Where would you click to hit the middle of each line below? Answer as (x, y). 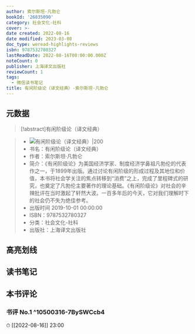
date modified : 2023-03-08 (39, 39)
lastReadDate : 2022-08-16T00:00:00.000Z (56, 55)
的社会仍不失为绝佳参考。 (60, 200)
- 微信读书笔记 (27, 83)
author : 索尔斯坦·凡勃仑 (33, 11)
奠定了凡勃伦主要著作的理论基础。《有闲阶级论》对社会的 (113, 186)
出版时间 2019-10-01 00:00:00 (66, 207)
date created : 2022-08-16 (38, 34)
